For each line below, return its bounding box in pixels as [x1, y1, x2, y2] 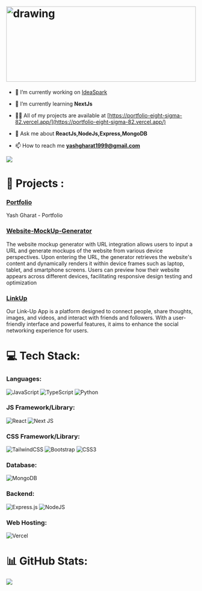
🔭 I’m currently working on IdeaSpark [14, 88, 108, 96]
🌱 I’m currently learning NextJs [14, 100, 93, 107]
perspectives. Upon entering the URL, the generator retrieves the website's [6, 253, 192, 260]
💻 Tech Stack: [6, 349, 81, 363]
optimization [6, 279, 37, 286]
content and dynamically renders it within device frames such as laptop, [6, 260, 185, 267]
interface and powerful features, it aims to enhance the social [26, 321, 179, 328]
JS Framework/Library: [6, 404, 75, 412]
